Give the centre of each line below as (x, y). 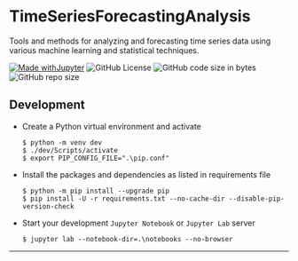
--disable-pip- (257, 198)
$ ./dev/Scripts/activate (70, 150)
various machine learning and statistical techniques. (104, 50)
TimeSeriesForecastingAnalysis (130, 16)
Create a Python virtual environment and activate (111, 126)
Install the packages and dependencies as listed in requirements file (146, 174)
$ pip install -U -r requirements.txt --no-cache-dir (123, 198)
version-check (48, 206)
